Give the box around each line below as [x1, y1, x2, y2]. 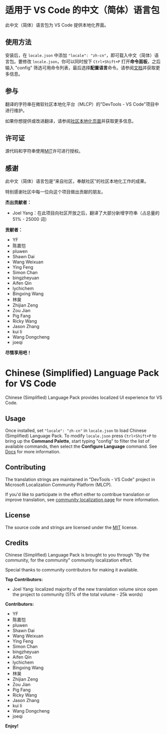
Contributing [5, 463, 46, 472]
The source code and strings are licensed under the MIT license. [5, 524, 138, 530]
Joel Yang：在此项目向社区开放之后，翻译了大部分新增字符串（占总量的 [12, 210, 160, 216]
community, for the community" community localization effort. [5, 557, 133, 563]
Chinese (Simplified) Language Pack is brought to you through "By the [5, 552, 150, 558]
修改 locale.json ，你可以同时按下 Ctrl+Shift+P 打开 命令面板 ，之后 [22, 58, 161, 64]
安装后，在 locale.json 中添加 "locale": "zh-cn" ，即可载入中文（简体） [5, 52, 155, 58]
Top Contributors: [5, 576, 43, 582]
